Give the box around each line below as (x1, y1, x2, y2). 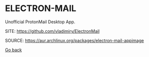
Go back (5, 47, 22, 53)
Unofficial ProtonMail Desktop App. (5, 19, 76, 25)
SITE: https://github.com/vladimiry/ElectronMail (5, 28, 100, 34)
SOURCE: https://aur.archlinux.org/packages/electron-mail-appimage (5, 37, 144, 43)
